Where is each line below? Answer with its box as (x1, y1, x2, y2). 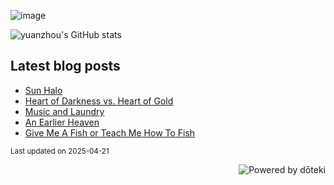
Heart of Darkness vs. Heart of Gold (24, 95, 174, 107)
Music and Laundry (24, 105, 105, 117)
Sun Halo (24, 84, 63, 96)
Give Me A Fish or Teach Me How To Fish (24, 126, 196, 139)
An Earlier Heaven (24, 116, 100, 128)
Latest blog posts (10, 58, 121, 75)
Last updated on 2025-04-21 (10, 146, 110, 156)
